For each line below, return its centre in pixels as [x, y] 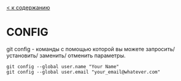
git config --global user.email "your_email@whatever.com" [83, 72]
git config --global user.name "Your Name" [63, 66]
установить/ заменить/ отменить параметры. [66, 55]
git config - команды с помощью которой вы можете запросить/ [91, 49]
